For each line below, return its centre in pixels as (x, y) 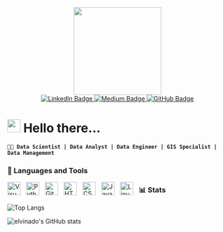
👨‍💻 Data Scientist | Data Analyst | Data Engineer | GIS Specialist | (112, 146)
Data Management (31, 153)
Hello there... (62, 128)
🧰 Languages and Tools (48, 170)
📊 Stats (152, 190)
